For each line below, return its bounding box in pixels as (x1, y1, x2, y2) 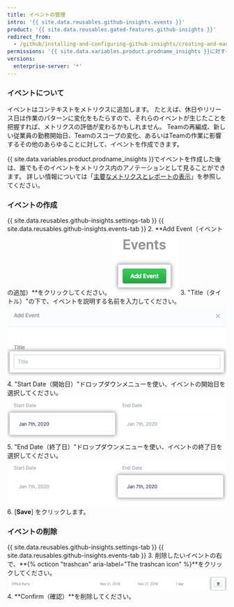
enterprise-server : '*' (13, 63, 82, 70)
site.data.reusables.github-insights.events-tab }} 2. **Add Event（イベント (7, 225, 223, 233)
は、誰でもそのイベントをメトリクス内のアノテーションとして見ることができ (7, 164, 226, 172)
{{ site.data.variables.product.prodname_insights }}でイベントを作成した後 (7, 155, 221, 163)
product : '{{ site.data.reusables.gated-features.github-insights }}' (7, 26, 217, 33)
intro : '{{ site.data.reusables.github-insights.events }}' (7, 18, 186, 26)
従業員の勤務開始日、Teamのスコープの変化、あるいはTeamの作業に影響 (13, 131, 221, 140)
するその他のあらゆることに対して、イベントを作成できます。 (7, 140, 183, 149)
